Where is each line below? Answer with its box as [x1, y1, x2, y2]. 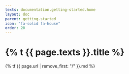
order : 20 [5, 26, 26, 31]
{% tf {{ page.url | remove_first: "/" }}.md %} [5, 63, 95, 69]
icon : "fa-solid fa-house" [5, 21, 61, 26]
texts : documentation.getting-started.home [5, 7, 96, 12]
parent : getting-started [5, 16, 56, 21]
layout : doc [5, 12, 30, 17]
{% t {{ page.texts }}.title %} [5, 47, 125, 58]
